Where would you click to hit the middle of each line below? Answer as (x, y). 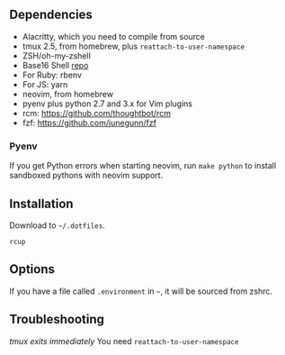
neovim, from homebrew (68, 94)
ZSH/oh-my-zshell (57, 55)
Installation (41, 203)
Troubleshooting (57, 319)
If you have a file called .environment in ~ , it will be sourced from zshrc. (141, 291)
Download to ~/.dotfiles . (57, 225)
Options (32, 269)
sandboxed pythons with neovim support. (86, 176)
